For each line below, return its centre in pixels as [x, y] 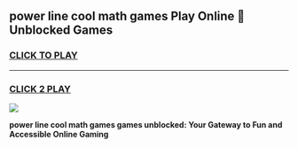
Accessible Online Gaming [59, 134]
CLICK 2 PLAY [40, 89]
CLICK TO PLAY [43, 56]
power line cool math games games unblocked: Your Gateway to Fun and [146, 124]
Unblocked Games [61, 31]
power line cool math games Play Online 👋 [127, 16]
